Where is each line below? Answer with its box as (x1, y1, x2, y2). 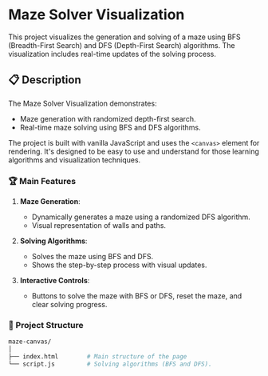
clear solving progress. (31, 300, 108, 310)
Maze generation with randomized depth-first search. (19, 114, 196, 123)
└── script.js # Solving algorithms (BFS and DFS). (8, 360, 213, 368)
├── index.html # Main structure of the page (8, 353, 187, 361)
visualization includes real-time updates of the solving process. (8, 49, 217, 58)
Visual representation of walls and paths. (31, 221, 166, 230)
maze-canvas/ (8, 338, 52, 346)
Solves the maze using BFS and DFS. (31, 252, 154, 262)
